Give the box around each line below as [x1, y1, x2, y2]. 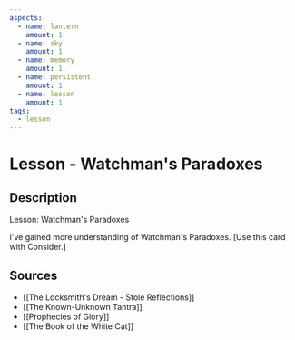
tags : [9, 106, 30, 115]
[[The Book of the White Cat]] [22, 320, 134, 332]
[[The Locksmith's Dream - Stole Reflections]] [22, 292, 195, 303]
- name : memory [17, 55, 75, 65]
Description [9, 190, 77, 205]
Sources [9, 267, 58, 283]
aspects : [9, 13, 43, 23]
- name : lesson [17, 89, 75, 98]
